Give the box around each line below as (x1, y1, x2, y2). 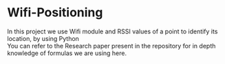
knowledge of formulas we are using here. (7, 49, 127, 57)
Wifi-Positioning (7, 5, 103, 20)
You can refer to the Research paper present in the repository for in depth (7, 42, 216, 50)
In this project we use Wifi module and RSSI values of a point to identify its (7, 27, 218, 35)
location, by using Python (7, 34, 79, 42)
